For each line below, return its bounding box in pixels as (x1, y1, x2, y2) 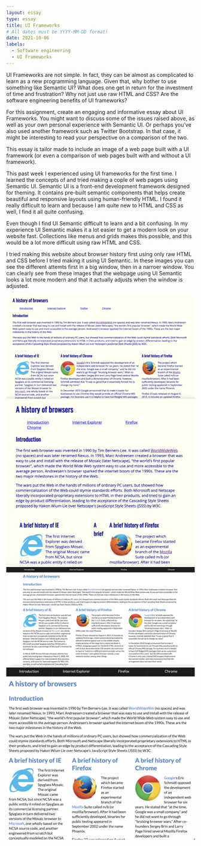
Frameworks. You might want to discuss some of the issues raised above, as (6, 115, 195, 122)
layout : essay (6, 10, 42, 16)
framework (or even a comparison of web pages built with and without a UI (6, 152, 191, 159)
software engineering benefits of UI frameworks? (6, 97, 127, 104)
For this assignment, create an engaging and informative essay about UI (6, 108, 184, 115)
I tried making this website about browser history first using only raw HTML (6, 250, 192, 257)
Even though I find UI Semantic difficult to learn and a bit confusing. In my (6, 220, 188, 227)
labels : (6, 41, 26, 47)
